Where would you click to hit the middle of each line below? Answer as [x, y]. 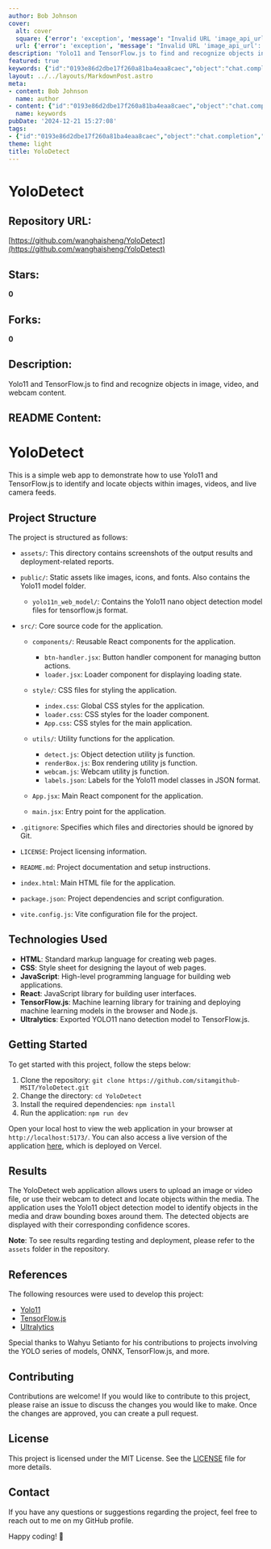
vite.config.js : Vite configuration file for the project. [108, 914]
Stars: [24, 275]
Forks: [25, 319]
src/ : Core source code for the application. [92, 626]
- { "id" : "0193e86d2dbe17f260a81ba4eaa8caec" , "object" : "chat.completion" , [135, 136]
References [38, 1274]
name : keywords [41, 114]
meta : [17, 83]
